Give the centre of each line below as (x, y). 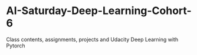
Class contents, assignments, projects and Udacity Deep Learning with (92, 39)
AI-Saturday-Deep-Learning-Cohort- (99, 11)
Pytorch (16, 46)
